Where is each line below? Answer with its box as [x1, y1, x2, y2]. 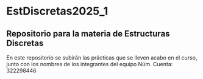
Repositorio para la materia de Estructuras [6, 29, 170, 39]
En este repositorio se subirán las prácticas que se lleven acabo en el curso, [6, 54, 198, 61]
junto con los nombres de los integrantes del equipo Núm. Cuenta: [6, 61, 173, 67]
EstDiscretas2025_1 [6, 4, 109, 18]
